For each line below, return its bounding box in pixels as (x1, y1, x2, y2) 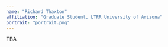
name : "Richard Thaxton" (6, 8, 67, 15)
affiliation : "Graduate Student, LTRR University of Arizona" (6, 14, 163, 20)
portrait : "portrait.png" (6, 19, 70, 25)
